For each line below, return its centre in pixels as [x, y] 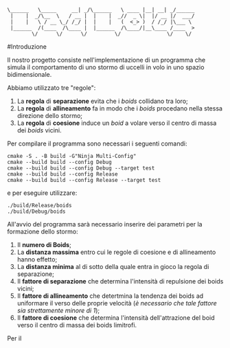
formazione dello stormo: [43, 231]
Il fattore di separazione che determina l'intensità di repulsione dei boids [120, 281]
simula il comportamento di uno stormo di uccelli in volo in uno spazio [106, 67]
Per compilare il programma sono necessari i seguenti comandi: [97, 143]
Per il [14, 338]
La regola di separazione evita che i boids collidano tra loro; [103, 101]
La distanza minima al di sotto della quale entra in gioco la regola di [113, 267]
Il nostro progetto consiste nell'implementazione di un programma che [106, 60]
